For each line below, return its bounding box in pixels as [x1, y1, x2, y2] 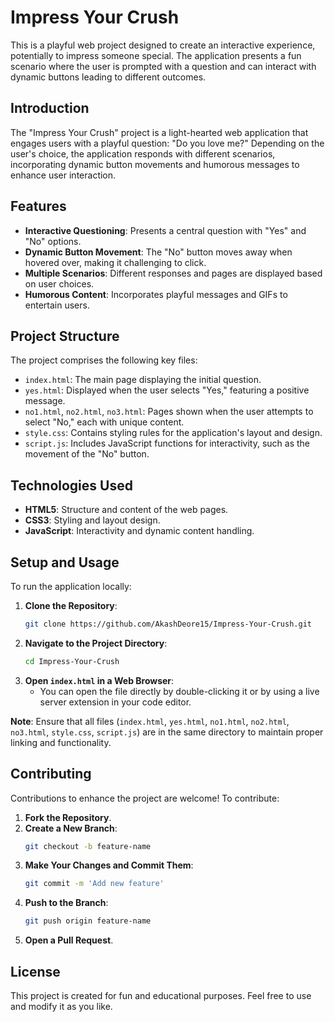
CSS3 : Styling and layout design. [24, 514, 161, 526]
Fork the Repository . [24, 811, 112, 823]
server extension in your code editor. [39, 696, 192, 708]
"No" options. [24, 235, 82, 247]
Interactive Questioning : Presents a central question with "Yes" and [24, 224, 307, 236]
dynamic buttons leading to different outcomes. [10, 71, 207, 83]
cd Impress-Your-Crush [24, 656, 120, 666]
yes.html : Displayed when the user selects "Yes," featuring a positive [24, 384, 310, 396]
